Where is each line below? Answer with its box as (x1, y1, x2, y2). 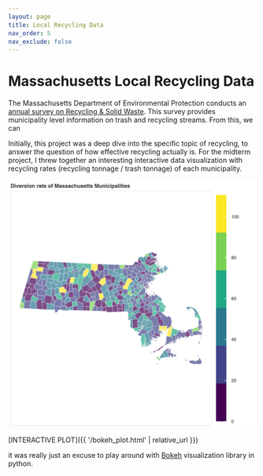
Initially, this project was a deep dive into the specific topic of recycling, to (8, 138, 249, 149)
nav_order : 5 (8, 29, 51, 37)
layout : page (8, 13, 51, 20)
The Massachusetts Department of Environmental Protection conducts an (8, 98, 246, 108)
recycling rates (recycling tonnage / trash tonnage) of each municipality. (8, 164, 243, 173)
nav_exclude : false (8, 38, 72, 46)
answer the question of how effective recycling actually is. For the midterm (8, 147, 250, 157)
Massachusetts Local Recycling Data (8, 72, 254, 90)
